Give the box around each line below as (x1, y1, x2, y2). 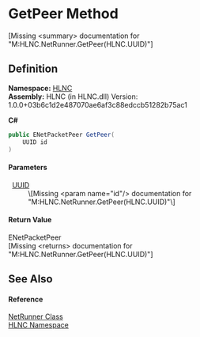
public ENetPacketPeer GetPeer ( (8, 131, 115, 138)
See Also (8, 272, 53, 286)
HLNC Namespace (8, 320, 69, 330)
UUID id (22, 138, 47, 146)
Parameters (8, 162, 47, 172)
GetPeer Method (8, 5, 119, 23)
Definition (8, 62, 58, 76)
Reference (8, 294, 43, 304)
